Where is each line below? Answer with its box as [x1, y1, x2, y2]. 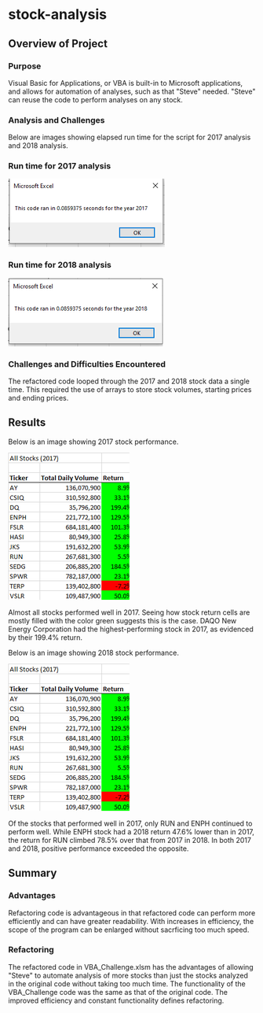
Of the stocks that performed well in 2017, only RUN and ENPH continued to [8, 819, 253, 828]
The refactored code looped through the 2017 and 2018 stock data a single [8, 376, 250, 386]
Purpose [8, 61, 42, 72]
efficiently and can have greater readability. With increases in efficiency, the [8, 916, 254, 926]
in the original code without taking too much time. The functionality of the [8, 978, 246, 989]
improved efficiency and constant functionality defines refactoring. [8, 996, 225, 1005]
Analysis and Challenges [8, 114, 105, 125]
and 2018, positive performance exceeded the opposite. [8, 844, 189, 853]
